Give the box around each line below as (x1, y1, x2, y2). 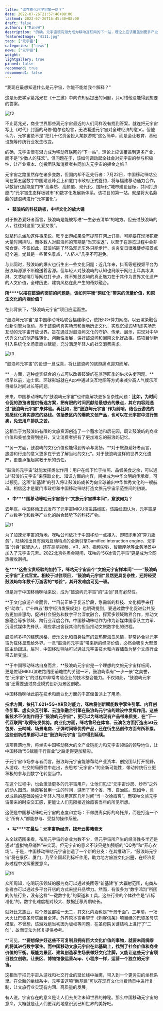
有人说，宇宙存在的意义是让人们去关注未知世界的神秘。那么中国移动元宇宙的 (5, 994, 158, 1000)
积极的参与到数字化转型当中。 (5, 770, 65, 776)
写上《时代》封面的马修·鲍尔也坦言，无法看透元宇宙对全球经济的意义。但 (5, 126, 151, 132)
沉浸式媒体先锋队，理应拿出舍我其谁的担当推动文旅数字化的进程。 (5, 623, 137, 629)
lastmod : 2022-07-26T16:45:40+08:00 (5, 16, 79, 21)
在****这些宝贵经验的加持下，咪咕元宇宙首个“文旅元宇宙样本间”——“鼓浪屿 (5, 566, 158, 572)
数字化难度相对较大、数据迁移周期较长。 (24, 898, 105, 904)
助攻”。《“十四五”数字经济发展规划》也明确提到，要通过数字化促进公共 (11, 605, 151, 611)
